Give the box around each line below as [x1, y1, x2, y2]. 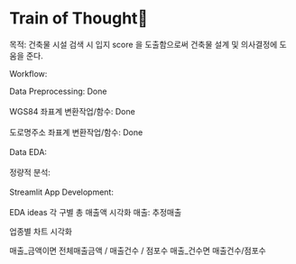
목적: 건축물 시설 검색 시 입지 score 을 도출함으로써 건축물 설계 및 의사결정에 [9, 39, 278, 50]
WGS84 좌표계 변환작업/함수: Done [9, 105, 135, 116]
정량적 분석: [9, 167, 51, 178]
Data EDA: [9, 146, 48, 157]
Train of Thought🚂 [9, 8, 149, 29]
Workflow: [9, 68, 48, 79]
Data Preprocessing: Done [9, 86, 107, 96]
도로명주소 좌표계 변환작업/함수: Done [9, 126, 143, 138]
